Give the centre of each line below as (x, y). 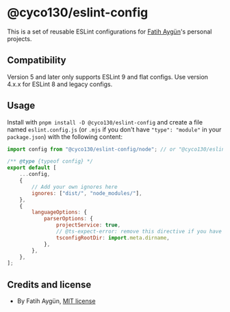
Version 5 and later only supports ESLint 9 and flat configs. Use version (108, 77)
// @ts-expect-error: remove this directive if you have (139, 232)
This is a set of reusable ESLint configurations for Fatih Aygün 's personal (110, 31)
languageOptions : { (60, 212)
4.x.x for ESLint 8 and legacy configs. (60, 84)
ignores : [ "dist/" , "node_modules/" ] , (87, 193)
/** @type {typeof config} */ (50, 161)
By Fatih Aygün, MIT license (56, 301)
